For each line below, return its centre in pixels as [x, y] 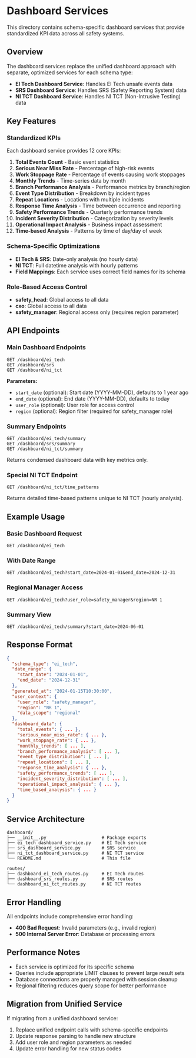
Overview [25, 52]
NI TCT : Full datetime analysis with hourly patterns [77, 265]
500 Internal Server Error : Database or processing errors [85, 934]
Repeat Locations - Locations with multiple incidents [79, 200]
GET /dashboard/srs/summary [41, 444]
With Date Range [31, 560]
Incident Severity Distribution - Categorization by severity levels [94, 219]
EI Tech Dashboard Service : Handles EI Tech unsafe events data [94, 84]
